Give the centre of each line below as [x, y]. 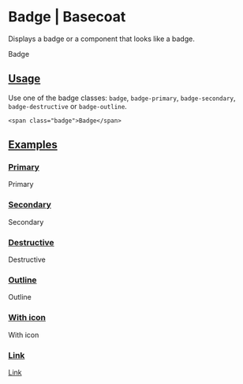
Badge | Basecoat [67, 17]
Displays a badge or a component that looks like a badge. [101, 39]
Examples [33, 145]
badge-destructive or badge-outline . [68, 106]
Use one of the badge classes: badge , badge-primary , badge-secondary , [122, 98]
